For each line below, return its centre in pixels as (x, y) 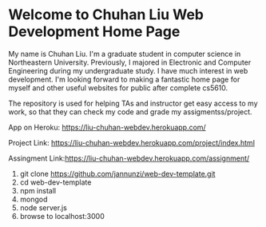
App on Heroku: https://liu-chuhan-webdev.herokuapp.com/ (107, 127)
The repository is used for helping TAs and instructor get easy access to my (133, 103)
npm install (38, 190)
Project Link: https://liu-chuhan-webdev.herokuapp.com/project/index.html (132, 142)
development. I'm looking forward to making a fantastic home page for (124, 79)
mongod (34, 199)
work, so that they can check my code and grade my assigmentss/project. (131, 112)
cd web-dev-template (56, 182)
